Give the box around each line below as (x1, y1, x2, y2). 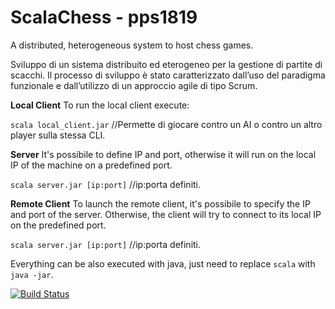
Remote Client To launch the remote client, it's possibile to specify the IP (10, 197, 311, 210)
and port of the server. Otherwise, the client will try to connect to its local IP (10, 208, 322, 220)
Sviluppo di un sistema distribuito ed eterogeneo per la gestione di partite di (10, 58, 323, 70)
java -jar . (10, 268, 54, 280)
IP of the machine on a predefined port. (10, 159, 173, 171)
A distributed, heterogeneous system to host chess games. (10, 39, 254, 51)
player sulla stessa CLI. (10, 129, 106, 141)
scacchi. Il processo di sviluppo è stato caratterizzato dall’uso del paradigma (10, 69, 326, 81)
